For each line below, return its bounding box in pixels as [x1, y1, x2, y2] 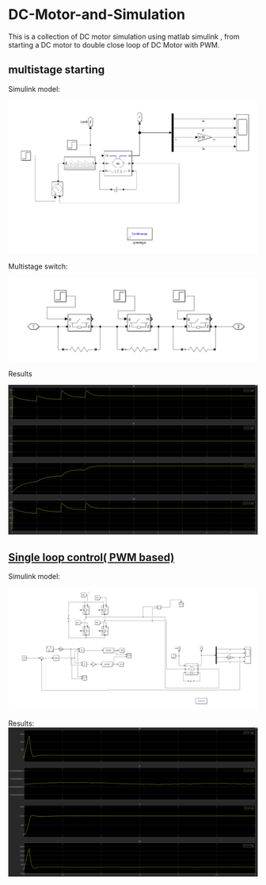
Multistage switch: [8, 261, 69, 271]
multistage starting [8, 63, 105, 77]
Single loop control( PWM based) [8, 551, 175, 564]
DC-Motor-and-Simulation [8, 6, 186, 24]
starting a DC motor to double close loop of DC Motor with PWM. [8, 40, 220, 49]
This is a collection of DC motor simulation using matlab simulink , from [8, 32, 240, 41]
